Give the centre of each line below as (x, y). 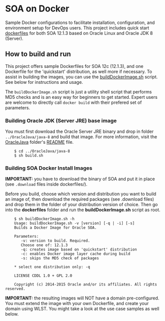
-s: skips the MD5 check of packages (60, 258)
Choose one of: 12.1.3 (44, 245)
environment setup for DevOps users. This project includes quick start (77, 27)
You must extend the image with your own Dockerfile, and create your (77, 304)
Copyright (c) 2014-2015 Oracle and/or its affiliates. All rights (85, 285)
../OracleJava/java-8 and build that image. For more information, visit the (81, 137)
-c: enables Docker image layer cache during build (76, 254)
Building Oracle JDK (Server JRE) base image (61, 120)
